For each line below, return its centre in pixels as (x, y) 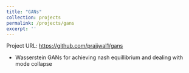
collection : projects (34, 17)
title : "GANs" (24, 12)
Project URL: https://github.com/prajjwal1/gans (65, 46)
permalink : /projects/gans (40, 23)
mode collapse (34, 64)
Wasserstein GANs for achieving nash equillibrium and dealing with (99, 57)
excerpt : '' (21, 29)
